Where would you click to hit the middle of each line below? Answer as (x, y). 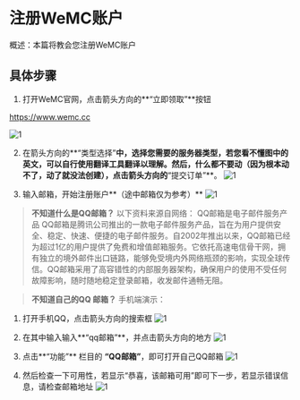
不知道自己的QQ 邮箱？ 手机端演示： (98, 299)
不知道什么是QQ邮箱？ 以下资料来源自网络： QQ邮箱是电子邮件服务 (155, 213)
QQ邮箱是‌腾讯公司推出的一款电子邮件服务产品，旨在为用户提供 (158, 224)
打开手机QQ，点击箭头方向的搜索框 (87, 318)
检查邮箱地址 (70, 387)
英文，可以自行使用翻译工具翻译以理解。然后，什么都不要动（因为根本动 (155, 164)
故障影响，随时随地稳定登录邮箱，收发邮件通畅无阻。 (129, 280)
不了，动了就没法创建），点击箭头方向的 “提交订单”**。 (122, 174)
